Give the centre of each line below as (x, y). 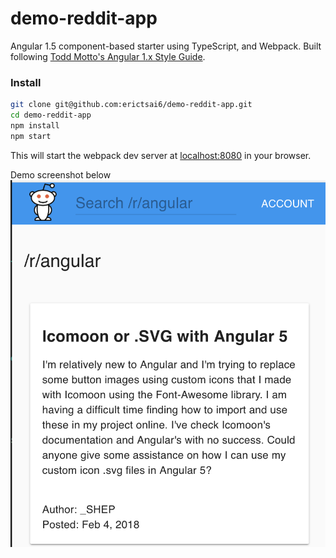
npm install (35, 125)
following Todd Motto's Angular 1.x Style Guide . (108, 56)
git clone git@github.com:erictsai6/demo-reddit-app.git (131, 105)
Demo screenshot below (61, 174)
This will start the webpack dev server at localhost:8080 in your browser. (161, 155)
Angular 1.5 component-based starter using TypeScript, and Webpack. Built (166, 46)
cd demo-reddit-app (51, 115)
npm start (31, 136)
